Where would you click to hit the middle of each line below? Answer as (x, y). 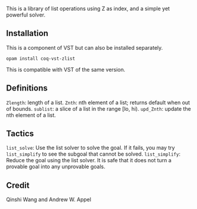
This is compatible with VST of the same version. (66, 69)
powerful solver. (26, 15)
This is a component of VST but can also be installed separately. (85, 47)
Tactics (20, 134)
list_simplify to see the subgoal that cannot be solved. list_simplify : (93, 154)
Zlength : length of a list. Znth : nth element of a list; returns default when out (98, 102)
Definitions (27, 88)
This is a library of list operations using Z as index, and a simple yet (88, 9)
